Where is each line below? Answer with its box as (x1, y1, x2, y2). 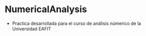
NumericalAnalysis (5, 4, 87, 15)
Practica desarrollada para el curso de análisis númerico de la (12, 20, 141, 26)
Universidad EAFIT (12, 25, 51, 31)
